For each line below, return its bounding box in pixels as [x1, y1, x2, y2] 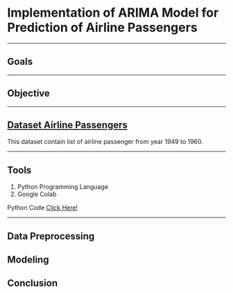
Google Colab [17, 190, 57, 199]
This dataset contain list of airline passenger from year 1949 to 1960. [7, 138, 203, 146]
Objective [7, 88, 51, 99]
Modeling [7, 254, 49, 266]
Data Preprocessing [7, 230, 95, 242]
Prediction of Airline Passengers [7, 19, 198, 35]
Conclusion [7, 277, 58, 289]
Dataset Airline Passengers [7, 119, 128, 131]
